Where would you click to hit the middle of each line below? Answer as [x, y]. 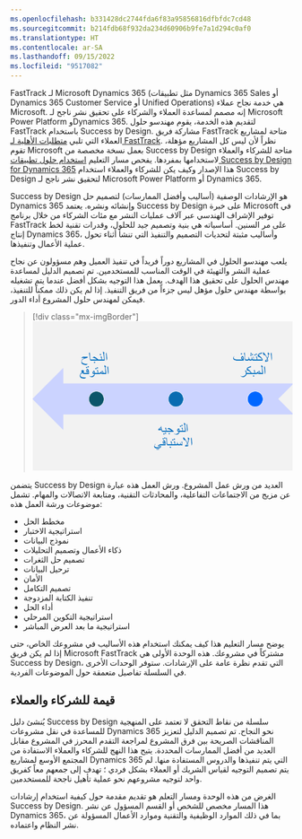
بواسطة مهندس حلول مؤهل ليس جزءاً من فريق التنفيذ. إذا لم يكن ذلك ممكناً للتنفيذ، [148, 290]
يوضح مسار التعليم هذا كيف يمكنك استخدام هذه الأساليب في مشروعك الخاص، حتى [147, 643]
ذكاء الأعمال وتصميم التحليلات [72, 550]
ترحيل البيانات [46, 569]
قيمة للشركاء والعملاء [63, 700]
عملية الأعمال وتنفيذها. [47, 244]
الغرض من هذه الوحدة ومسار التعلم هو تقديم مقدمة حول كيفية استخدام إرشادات [143, 796]
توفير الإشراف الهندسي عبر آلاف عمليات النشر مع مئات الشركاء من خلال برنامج [142, 215]
